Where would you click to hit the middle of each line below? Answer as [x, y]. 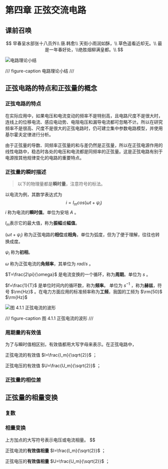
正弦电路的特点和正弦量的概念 [51, 88]
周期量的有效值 [23, 333]
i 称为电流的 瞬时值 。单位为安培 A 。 [42, 212]
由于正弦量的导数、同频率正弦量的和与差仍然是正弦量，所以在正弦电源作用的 [84, 145]
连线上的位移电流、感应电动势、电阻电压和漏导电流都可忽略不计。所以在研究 [84, 122]
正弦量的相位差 [23, 380]
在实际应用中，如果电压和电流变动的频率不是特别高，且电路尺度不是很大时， [84, 115]
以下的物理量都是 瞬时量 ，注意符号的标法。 [61, 184]
